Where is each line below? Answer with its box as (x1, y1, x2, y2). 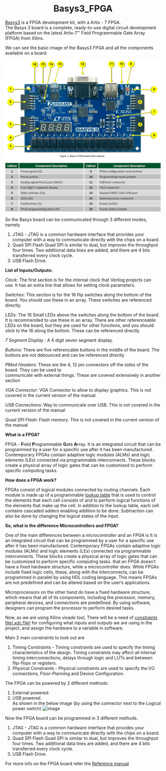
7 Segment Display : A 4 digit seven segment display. (5, 337, 114, 343)
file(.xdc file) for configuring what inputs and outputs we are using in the (5, 620, 152, 626)
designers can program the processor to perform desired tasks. (5, 605, 135, 611)
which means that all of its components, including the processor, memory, (5, 595, 156, 601)
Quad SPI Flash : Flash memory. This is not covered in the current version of (5, 417, 160, 423)
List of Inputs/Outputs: (5, 267, 53, 273)
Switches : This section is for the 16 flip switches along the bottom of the (5, 292, 152, 298)
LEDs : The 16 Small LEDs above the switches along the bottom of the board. (5, 312, 160, 318)
